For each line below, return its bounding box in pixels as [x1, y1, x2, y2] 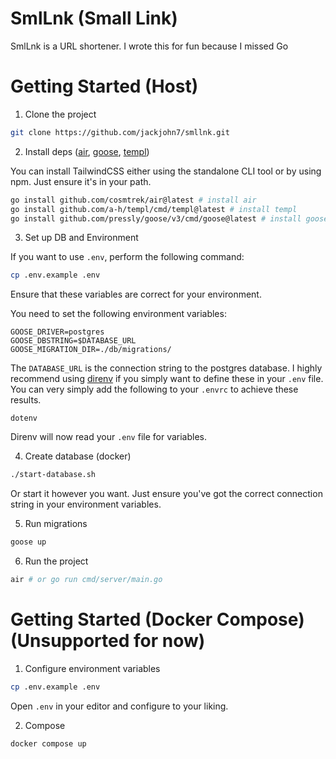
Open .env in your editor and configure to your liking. [10, 700, 229, 712]
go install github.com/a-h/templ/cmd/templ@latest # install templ [10, 204, 298, 214]
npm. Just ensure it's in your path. [10, 175, 152, 187]
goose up [10, 537, 47, 547]
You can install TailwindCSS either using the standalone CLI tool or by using [10, 165, 322, 177]
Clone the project [24, 108, 97, 120]
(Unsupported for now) [10, 630, 206, 652]
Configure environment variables [24, 662, 161, 674]
